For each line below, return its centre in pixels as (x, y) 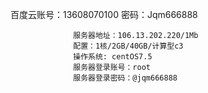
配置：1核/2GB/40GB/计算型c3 (128, 46)
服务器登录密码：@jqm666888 (125, 78)
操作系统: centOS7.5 (113, 57)
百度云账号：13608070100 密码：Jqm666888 (104, 14)
